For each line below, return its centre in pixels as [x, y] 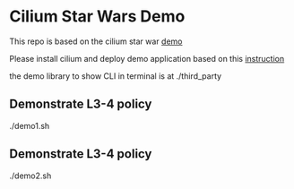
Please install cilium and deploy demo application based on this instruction [147, 58]
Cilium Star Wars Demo [97, 17]
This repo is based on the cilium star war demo [96, 41]
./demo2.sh [30, 176]
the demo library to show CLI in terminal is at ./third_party [116, 76]
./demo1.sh [30, 125]
